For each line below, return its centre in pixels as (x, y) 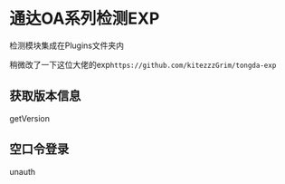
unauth (23, 171)
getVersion (30, 118)
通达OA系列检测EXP (85, 19)
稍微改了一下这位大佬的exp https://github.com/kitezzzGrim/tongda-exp (143, 64)
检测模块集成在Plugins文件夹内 (67, 45)
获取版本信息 (45, 96)
